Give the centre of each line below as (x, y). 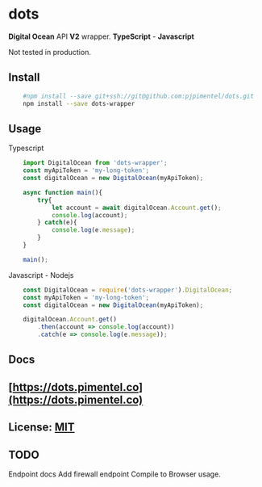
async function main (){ (63, 192)
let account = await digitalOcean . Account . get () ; (136, 208)
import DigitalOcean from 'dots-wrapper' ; (95, 163)
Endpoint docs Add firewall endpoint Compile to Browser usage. (115, 474)
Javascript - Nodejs (41, 275)
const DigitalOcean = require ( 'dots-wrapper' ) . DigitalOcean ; (127, 290)
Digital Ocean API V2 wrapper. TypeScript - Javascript (102, 36)
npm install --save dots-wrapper (79, 103)
